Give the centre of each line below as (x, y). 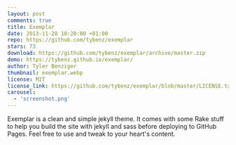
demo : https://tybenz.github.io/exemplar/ (70, 60)
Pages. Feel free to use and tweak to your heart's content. (91, 134)
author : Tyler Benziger (42, 66)
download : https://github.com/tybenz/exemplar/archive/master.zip (106, 53)
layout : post (26, 14)
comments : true (29, 20)
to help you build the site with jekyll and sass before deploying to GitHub (112, 126)
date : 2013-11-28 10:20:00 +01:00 (58, 33)
